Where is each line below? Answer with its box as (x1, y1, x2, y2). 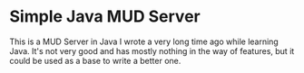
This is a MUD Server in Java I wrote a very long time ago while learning (9, 36, 279, 47)
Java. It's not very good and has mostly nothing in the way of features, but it (9, 45, 295, 56)
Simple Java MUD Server (9, 6, 201, 27)
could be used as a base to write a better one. (9, 55, 181, 66)
